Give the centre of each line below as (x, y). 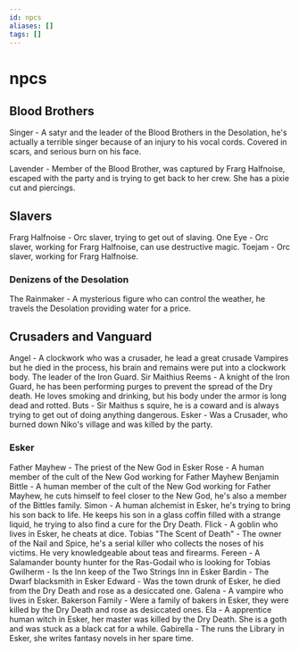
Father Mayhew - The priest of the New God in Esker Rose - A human (137, 467)
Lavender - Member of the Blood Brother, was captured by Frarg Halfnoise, (147, 169)
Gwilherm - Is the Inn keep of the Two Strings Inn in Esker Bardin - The (139, 572)
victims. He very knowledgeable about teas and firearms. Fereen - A (135, 552)
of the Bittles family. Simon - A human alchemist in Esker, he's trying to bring (150, 505)
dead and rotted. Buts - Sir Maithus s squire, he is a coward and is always (144, 405)
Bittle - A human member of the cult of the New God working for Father (140, 486)
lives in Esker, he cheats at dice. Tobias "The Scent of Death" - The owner (145, 533)
